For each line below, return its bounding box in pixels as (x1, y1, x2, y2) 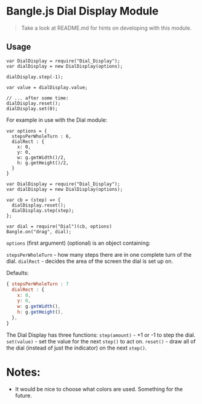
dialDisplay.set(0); (6, 105, 59, 111)
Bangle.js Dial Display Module (6, 4, 159, 18)
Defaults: (6, 269, 29, 276)
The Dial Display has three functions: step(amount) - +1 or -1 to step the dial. (6, 331, 196, 339)
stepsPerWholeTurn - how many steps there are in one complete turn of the (6, 251, 192, 258)
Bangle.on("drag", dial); (6, 228, 71, 234)
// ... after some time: (6, 95, 69, 101)
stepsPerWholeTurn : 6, (11, 133, 71, 139)
